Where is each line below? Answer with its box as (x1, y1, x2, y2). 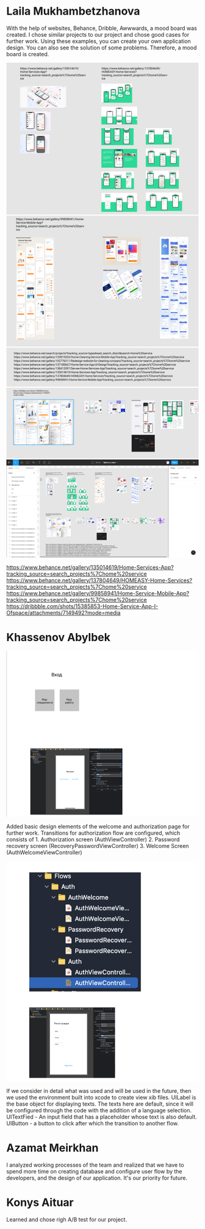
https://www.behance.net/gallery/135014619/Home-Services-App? (6, 564, 174, 571)
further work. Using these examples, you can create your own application (6, 37, 191, 45)
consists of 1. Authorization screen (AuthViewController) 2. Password (6, 835, 180, 843)
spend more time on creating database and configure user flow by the (6, 1167, 182, 1175)
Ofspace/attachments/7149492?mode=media (6, 609, 121, 616)
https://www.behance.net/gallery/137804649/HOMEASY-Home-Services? (6, 576, 193, 584)
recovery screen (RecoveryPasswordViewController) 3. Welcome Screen (6, 842, 189, 849)
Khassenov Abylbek (6, 630, 111, 644)
